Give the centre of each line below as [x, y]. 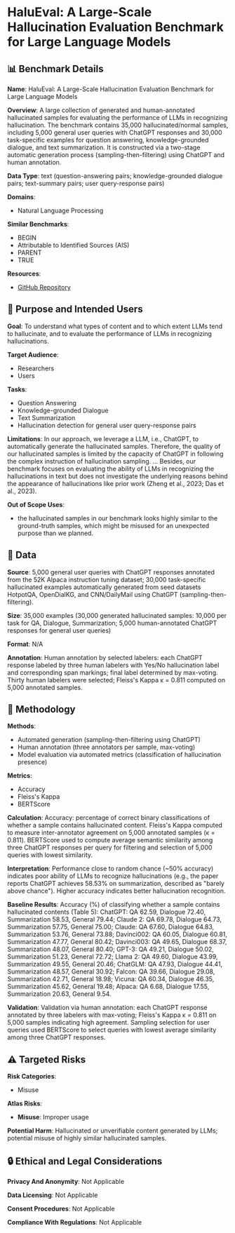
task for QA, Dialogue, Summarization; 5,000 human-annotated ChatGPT [112, 623]
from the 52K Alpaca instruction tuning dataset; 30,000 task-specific [107, 579]
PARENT [29, 252]
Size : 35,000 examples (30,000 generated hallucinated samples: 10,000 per [117, 615]
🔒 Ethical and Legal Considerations [85, 1161]
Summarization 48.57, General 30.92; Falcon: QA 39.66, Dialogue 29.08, [111, 971]
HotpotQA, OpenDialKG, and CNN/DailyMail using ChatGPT [93, 594]
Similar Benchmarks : [38, 224]
